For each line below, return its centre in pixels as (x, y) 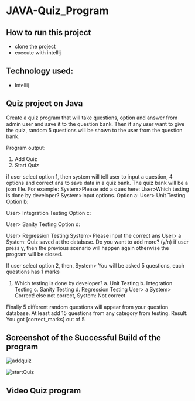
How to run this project (49, 32)
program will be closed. (35, 254)
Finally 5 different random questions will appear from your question (87, 307)
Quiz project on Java (45, 104)
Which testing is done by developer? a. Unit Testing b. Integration (93, 283)
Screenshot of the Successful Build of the (83, 338)
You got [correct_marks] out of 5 (45, 319)
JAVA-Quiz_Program (57, 11)
